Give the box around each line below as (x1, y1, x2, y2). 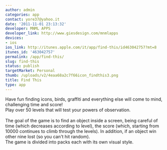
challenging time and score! (5, 101, 63, 107)
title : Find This (5, 78, 42, 83)
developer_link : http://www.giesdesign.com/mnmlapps (5, 31, 119, 36)
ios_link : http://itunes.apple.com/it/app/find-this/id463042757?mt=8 (5, 45, 157, 50)
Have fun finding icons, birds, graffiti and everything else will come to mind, (5, 96, 162, 102)
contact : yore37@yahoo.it (5, 17, 60, 22)
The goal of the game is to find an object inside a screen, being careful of (5, 117, 158, 123)
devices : (5, 36, 24, 41)
